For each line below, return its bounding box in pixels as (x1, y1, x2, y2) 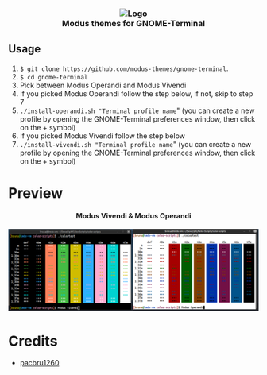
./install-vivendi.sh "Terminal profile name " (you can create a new (19, 139, 252, 149)
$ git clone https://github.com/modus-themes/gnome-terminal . (19, 64, 229, 73)
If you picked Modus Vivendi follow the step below (19, 131, 185, 141)
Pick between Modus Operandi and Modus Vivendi (19, 80, 187, 90)
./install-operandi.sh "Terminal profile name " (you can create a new (19, 106, 255, 115)
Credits (8, 332, 58, 350)
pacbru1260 (19, 358, 60, 368)
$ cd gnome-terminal (19, 73, 88, 81)
